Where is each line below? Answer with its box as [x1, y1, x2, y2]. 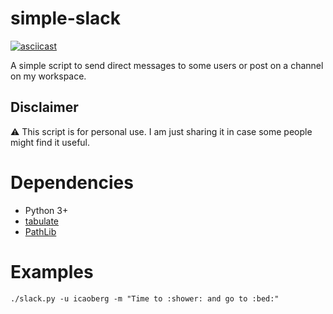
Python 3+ [24, 204, 69, 216]
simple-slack [10, 7, 122, 30]
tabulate [24, 215, 60, 227]
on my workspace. [10, 70, 87, 82]
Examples [10, 260, 94, 283]
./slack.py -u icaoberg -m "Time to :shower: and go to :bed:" [10, 293, 280, 304]
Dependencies [10, 171, 134, 194]
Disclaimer [10, 99, 79, 116]
